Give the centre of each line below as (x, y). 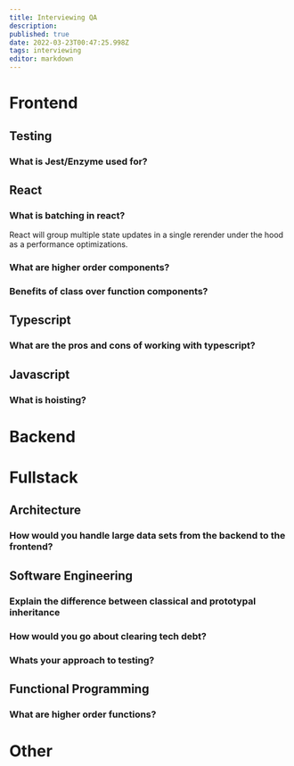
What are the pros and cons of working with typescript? (132, 346)
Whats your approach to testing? (82, 660)
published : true (39, 34)
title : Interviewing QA (53, 17)
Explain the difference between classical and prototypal (133, 601)
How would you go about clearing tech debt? (108, 636)
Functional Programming (79, 689)
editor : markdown (41, 59)
